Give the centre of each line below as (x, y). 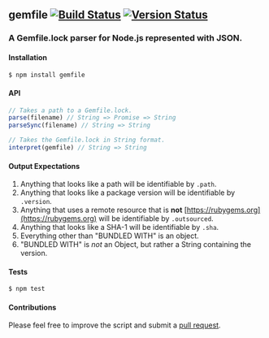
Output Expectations (44, 166)
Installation (28, 57)
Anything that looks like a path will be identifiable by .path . (118, 184)
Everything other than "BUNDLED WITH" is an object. (109, 236)
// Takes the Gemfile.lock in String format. (87, 140)
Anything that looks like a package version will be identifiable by (128, 193)
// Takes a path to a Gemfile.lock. (70, 110)
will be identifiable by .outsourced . (156, 219)
